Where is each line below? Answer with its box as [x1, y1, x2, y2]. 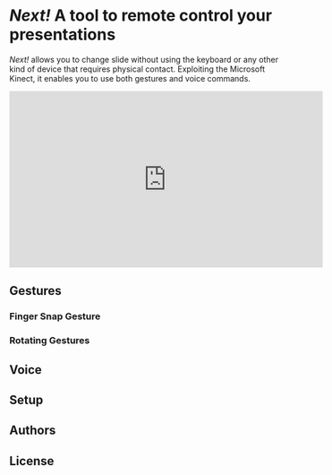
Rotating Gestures [9, 334, 90, 347]
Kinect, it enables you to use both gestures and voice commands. [9, 73, 251, 83]
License [9, 453, 55, 469]
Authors [9, 423, 56, 438]
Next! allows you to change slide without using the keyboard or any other [9, 54, 279, 65]
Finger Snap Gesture [9, 310, 101, 323]
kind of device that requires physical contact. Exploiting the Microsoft [9, 64, 266, 74]
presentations [9, 24, 116, 45]
